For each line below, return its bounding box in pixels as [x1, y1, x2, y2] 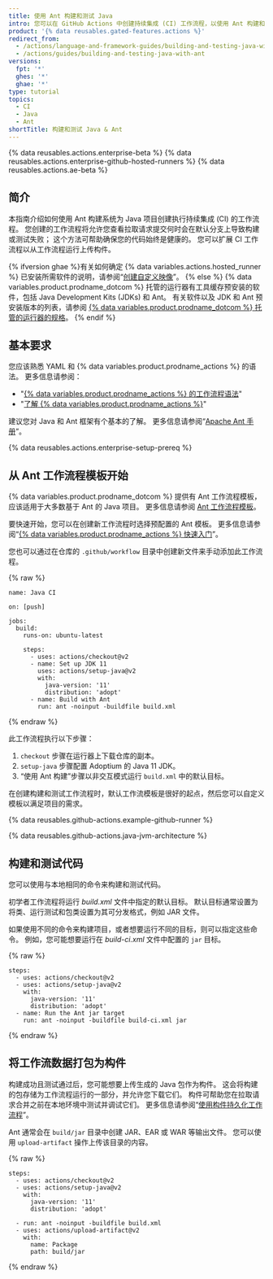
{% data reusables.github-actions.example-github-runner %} [8, 815, 214, 825]
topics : [8, 95, 35, 103]
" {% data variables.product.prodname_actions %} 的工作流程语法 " [19, 389, 242, 399]
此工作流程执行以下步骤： [8, 734, 94, 744]
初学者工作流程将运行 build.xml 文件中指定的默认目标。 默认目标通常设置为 [8, 897, 258, 906]
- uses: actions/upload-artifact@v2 [15, 1226, 140, 1234]
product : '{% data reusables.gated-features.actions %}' [8, 27, 206, 35]
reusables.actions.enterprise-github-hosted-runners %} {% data [8, 156, 225, 166]
